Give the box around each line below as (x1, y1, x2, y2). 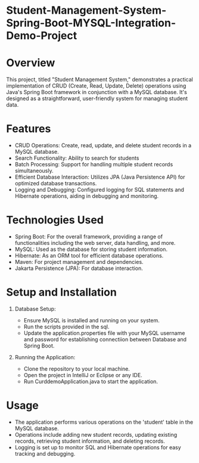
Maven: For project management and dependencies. (14, 259, 144, 265)
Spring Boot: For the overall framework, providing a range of (14, 233, 163, 240)
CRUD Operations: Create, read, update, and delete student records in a (14, 142, 192, 149)
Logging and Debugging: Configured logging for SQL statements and (14, 186, 185, 194)
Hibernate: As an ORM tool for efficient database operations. (14, 252, 164, 259)
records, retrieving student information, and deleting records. (14, 437, 166, 445)
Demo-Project (6, 29, 77, 42)
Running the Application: (14, 353, 76, 361)
